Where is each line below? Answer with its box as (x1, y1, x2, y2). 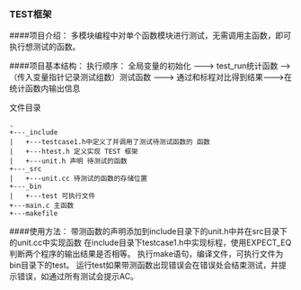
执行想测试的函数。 (9, 41, 81, 52)
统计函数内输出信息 (9, 83, 81, 94)
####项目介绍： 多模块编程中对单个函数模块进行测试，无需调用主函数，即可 (9, 30, 292, 41)
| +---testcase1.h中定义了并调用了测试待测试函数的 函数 (9, 138, 211, 147)
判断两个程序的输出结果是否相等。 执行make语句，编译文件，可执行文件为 (9, 249, 284, 259)
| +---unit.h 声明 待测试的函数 (9, 157, 128, 166)
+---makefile (9, 209, 58, 218)
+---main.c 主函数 (9, 201, 75, 211)
